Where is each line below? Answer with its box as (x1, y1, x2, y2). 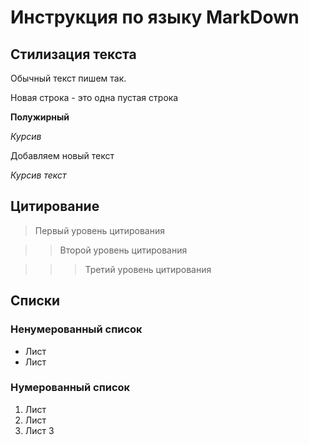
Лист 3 (24, 424, 55, 436)
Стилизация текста (10, 46, 137, 63)
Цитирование (10, 198, 100, 215)
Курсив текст (10, 169, 67, 181)
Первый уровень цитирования (34, 224, 165, 236)
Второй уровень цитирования (59, 244, 188, 256)
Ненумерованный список (10, 322, 143, 336)
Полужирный (10, 111, 70, 123)
